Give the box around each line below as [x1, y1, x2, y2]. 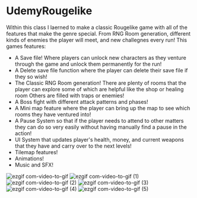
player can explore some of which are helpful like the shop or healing [14, 85, 184, 92]
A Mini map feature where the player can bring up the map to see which [14, 104, 190, 111]
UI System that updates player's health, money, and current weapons [14, 136, 184, 143]
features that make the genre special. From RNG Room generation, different [6, 30, 191, 37]
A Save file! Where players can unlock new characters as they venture [14, 54, 187, 61]
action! [14, 129, 32, 137]
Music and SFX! [14, 161, 53, 168]
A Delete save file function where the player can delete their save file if [14, 66, 188, 74]
